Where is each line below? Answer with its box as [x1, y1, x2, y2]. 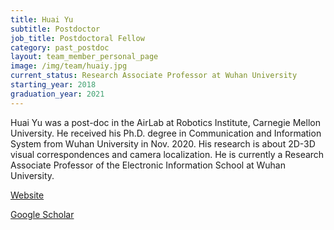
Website [10, 189, 45, 201]
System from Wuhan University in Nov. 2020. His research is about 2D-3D [10, 137, 316, 150]
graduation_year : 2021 [10, 89, 105, 99]
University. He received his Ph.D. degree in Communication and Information [10, 127, 322, 139]
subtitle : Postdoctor [10, 24, 101, 34]
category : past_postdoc [10, 42, 110, 53]
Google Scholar [10, 208, 75, 220]
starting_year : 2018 [10, 80, 97, 90]
